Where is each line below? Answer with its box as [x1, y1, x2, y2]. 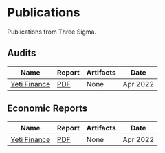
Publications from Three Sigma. [7, 27, 97, 36]
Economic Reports [7, 103, 88, 115]
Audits [7, 47, 36, 59]
